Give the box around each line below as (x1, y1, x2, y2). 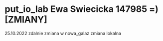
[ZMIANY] (4, 14, 48, 25)
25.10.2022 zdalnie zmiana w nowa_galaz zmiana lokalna (4, 30, 122, 36)
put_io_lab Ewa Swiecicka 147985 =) (4, 3, 159, 15)
